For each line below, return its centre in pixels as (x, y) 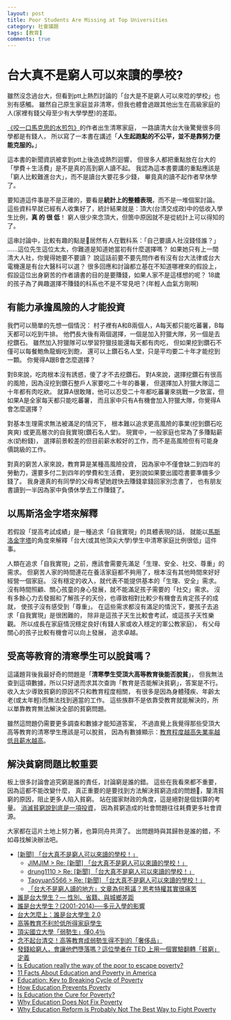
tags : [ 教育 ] (25, 33)
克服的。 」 (27, 145)
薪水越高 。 (34, 740)
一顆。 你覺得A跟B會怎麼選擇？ (51, 360)
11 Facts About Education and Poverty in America (87, 973)
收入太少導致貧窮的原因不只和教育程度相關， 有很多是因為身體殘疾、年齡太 (114, 691)
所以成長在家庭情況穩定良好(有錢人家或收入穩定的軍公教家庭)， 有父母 (120, 624)
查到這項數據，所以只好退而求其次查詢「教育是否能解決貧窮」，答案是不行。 (114, 682)
